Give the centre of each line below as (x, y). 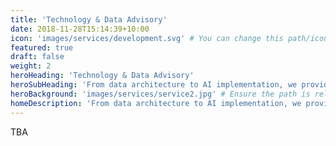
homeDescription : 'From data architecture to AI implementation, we (156, 103)
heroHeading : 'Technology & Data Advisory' (102, 76)
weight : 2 (31, 66)
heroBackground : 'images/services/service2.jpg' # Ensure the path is (160, 94)
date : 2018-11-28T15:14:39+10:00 (80, 29)
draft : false (37, 57)
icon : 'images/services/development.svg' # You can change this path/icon (169, 38)
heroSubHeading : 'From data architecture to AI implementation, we (154, 85)
